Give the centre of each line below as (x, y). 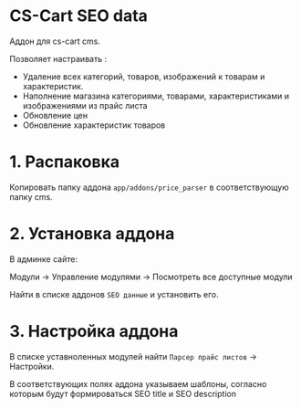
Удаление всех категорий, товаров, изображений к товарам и (144, 76)
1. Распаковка (65, 162)
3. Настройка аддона (94, 331)
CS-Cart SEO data (79, 16)
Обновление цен (55, 115)
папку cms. (31, 196)
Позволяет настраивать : (58, 58)
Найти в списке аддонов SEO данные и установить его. (114, 294)
